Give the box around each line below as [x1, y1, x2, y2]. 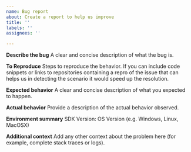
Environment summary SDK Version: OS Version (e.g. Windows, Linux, [6, 115, 179, 123]
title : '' [6, 19, 31, 25]
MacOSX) [6, 122, 29, 129]
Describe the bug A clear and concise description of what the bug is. [6, 51, 174, 58]
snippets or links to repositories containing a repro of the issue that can [6, 69, 179, 76]
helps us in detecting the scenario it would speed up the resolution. [6, 75, 169, 82]
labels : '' [6, 25, 33, 31]
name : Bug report [6, 8, 49, 15]
